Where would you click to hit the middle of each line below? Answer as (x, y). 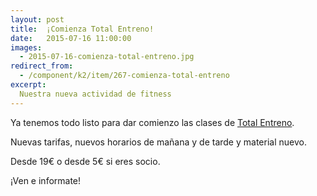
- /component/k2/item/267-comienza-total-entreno (124, 76)
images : (26, 47)
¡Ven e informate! (46, 180)
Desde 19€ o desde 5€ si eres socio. (85, 161)
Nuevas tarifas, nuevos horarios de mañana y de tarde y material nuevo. (158, 142)
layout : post (37, 19)
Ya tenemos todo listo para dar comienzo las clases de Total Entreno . (152, 122)
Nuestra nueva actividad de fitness (95, 94)
